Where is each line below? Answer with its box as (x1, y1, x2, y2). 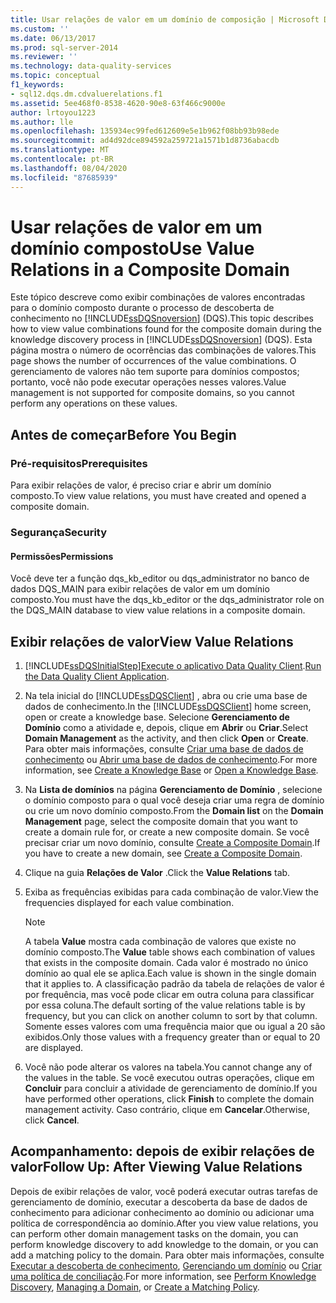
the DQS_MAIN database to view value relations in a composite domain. (10, 604, 306, 616)
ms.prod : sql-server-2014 (10, 42, 118, 53)
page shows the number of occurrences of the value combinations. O (10, 355, 297, 367)
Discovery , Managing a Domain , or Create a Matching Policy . (10, 1281, 260, 1293)
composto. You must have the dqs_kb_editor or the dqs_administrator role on (10, 594, 325, 606)
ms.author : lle (10, 117, 74, 127)
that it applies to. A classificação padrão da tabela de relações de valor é (24, 978, 325, 990)
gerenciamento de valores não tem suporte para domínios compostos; (10, 366, 300, 378)
